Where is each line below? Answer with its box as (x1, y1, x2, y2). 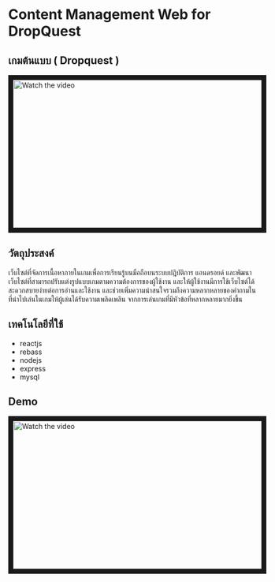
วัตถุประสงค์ (8, 247, 54, 260)
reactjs (19, 338, 43, 348)
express (19, 364, 46, 373)
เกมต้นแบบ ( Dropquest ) (8, 54, 120, 67)
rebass (19, 347, 43, 356)
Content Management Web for (8, 6, 211, 24)
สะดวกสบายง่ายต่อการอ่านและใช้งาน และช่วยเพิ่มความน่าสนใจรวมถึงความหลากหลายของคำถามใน (8, 285, 256, 295)
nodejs (19, 355, 42, 364)
